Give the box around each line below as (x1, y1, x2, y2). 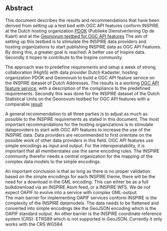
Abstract (5, 4, 33, 12)
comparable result (5, 101, 43, 107)
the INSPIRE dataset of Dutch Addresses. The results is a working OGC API (5, 80, 159, 86)
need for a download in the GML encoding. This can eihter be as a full (5, 179, 149, 185)
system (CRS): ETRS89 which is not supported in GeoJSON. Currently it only (5, 216, 163, 222)
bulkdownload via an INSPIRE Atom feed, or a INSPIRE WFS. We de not (5, 184, 151, 190)
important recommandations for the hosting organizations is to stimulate (5, 121, 154, 127)
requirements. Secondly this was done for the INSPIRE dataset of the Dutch (5, 90, 160, 96)
